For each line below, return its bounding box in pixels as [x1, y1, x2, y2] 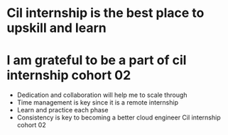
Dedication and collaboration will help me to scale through [16, 90, 188, 100]
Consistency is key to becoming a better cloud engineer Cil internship [16, 113, 221, 122]
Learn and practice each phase [16, 106, 109, 115]
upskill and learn [6, 20, 107, 36]
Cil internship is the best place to [6, 5, 205, 21]
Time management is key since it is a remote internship [16, 98, 179, 107]
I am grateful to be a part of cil [6, 52, 187, 69]
